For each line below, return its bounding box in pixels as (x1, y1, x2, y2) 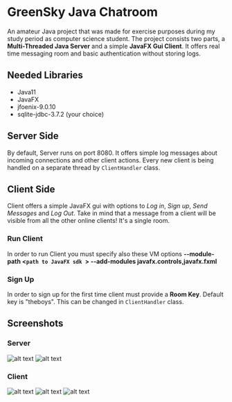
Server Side (7, 130, 59, 142)
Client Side (7, 183, 55, 195)
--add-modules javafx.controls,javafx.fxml (90, 257, 217, 265)
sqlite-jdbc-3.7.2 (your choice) (17, 110, 105, 118)
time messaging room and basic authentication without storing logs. (7, 49, 201, 58)
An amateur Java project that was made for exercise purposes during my (7, 27, 216, 35)
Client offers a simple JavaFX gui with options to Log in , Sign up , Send (7, 202, 208, 210)
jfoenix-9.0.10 (17, 102, 56, 111)
